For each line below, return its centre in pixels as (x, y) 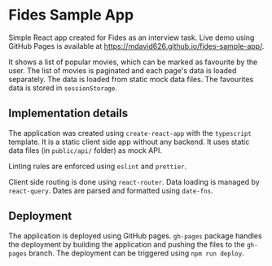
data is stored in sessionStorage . (63, 88)
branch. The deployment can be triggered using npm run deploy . (136, 253)
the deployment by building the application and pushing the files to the (127, 244)
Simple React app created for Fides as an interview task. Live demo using (132, 37)
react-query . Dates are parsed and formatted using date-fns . (111, 190)
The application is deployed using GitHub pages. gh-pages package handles (135, 235)
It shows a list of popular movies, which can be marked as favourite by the (133, 62)
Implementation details (68, 113)
